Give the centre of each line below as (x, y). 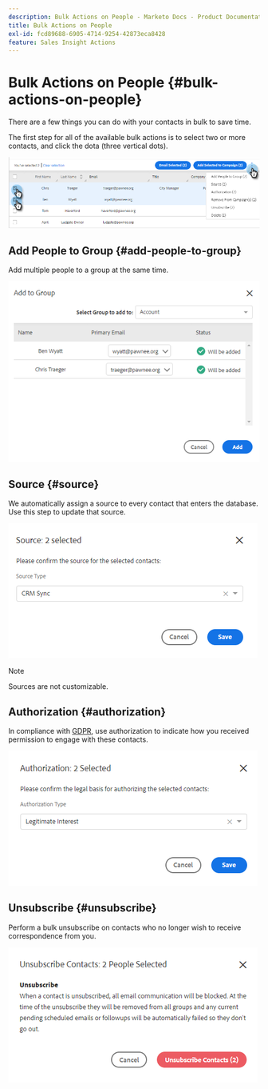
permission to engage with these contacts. (79, 739)
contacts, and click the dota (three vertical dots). (89, 146)
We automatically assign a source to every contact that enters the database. (134, 503)
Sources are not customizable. (59, 687)
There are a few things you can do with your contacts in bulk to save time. (130, 122)
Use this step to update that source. (67, 512)
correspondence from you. (52, 935)
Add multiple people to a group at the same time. (89, 270)
